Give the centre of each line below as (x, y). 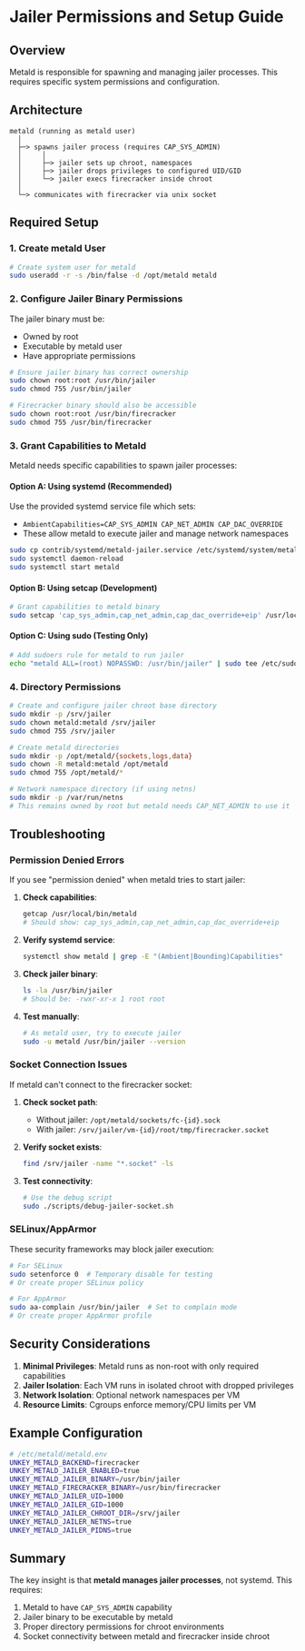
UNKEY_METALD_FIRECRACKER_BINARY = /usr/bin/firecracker (115, 1488)
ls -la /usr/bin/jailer (68, 991)
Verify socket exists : (62, 1147)
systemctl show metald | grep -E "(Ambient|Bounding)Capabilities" (153, 957)
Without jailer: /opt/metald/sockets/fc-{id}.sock (128, 1120)
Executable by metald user (72, 346)
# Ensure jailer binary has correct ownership (99, 372)
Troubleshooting (58, 834)
